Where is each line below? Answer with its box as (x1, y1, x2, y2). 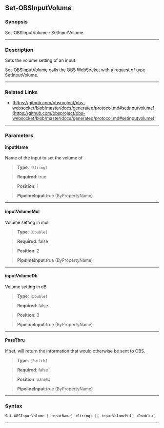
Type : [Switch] (17, 358, 48, 364)
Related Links (5, 89, 38, 96)
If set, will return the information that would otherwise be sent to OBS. (5, 348, 145, 354)
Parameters (5, 132, 33, 139)
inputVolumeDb (5, 273, 38, 279)
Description (5, 46, 34, 53)
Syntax (5, 402, 22, 409)
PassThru (5, 337, 25, 343)
